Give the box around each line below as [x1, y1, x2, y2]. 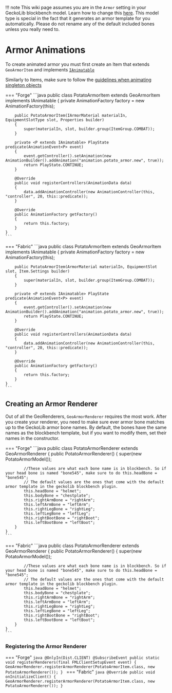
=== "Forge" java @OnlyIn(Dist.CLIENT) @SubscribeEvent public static [5, 654, 160, 661]
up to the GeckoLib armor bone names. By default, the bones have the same [5, 424, 167, 430]
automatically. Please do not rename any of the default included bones [5, 21, 155, 27]
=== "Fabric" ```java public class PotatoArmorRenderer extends [5, 542, 140, 549]
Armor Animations [5, 44, 86, 56]
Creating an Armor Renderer [5, 399, 98, 408]
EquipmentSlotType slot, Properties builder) [5, 117, 104, 122]
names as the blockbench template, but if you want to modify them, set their [5, 429, 167, 436]
